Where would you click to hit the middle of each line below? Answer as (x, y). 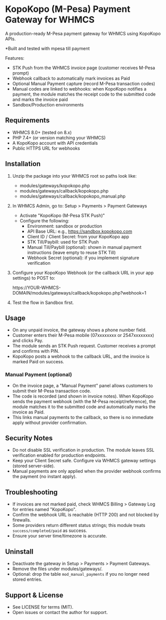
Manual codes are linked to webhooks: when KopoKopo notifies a (79, 89)
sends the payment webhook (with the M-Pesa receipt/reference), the (84, 401)
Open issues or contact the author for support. (60, 612)
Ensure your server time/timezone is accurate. (60, 536)
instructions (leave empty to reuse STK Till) (71, 252)
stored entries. (27, 579)
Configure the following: (44, 220)
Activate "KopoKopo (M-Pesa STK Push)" (62, 215)
